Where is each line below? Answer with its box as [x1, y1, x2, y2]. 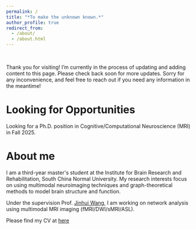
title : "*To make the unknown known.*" [6, 14, 104, 20]
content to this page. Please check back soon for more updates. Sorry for [6, 70, 185, 77]
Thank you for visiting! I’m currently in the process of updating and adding [6, 64, 186, 71]
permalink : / [6, 8, 38, 15]
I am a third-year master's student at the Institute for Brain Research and [6, 169, 182, 176]
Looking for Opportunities [6, 103, 135, 117]
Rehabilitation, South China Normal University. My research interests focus [6, 175, 187, 182]
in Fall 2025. [6, 129, 36, 136]
